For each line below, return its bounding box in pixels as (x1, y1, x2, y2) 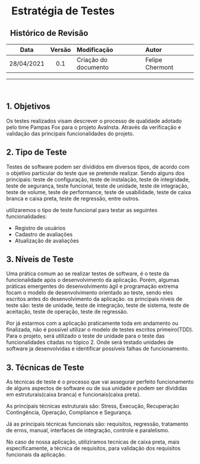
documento (76, 63, 109, 71)
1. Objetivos (6, 102, 51, 112)
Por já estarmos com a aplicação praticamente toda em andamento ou (6, 319, 179, 327)
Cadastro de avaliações (14, 231, 73, 238)
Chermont (145, 63, 174, 71)
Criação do (76, 56, 108, 64)
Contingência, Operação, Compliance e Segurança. (6, 409, 133, 416)
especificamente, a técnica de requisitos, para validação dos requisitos (6, 445, 181, 452)
